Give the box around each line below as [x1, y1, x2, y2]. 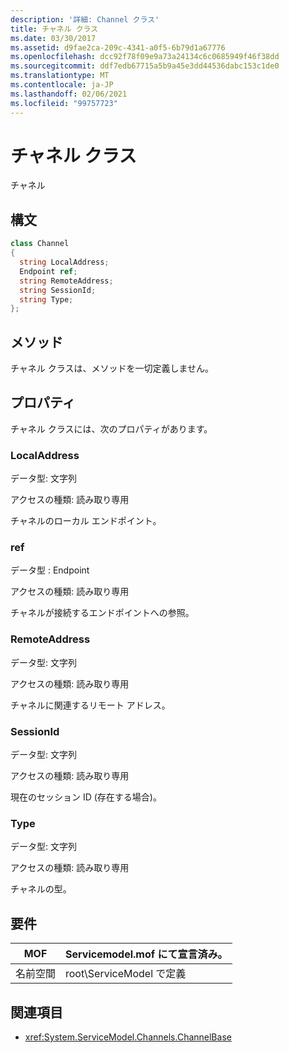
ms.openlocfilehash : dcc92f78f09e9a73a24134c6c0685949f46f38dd [10, 52, 280, 62]
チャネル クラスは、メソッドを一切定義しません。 [10, 362, 215, 375]
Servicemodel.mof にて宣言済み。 [65, 947, 228, 961]
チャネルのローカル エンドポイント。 [10, 515, 162, 527]
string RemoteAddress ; [19, 276, 114, 286]
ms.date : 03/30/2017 [10, 33, 97, 43]
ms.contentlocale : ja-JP [10, 80, 114, 90]
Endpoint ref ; [19, 266, 78, 276]
